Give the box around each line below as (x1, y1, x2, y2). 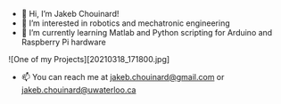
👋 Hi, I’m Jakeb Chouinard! (21, 9, 120, 19)
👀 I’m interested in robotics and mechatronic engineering (21, 18, 230, 28)
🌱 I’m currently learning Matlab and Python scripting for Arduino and (21, 28, 273, 37)
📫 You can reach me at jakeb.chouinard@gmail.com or (21, 72, 225, 82)
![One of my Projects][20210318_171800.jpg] (8, 54, 170, 64)
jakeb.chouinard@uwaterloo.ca (21, 84, 136, 95)
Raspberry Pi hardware (21, 36, 106, 47)
